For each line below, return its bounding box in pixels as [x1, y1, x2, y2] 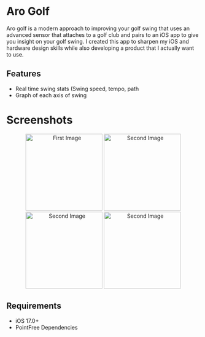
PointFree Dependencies [15, 323, 78, 331]
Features [6, 69, 41, 79]
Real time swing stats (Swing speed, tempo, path [15, 85, 139, 92]
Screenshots [6, 113, 73, 127]
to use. [6, 50, 24, 58]
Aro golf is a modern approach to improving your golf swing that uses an [6, 25, 190, 32]
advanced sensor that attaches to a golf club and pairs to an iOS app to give [6, 31, 199, 38]
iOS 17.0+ [15, 317, 39, 324]
